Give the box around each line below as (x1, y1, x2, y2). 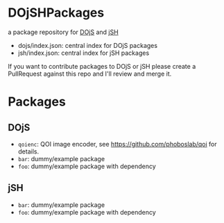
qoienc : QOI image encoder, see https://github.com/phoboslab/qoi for (17, 140, 217, 148)
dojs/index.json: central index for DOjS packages (17, 41, 158, 49)
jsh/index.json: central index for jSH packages (17, 49, 150, 57)
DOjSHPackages (8, 5, 105, 21)
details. (17, 147, 40, 156)
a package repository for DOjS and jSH (8, 28, 119, 36)
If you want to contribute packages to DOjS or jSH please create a (8, 62, 196, 70)
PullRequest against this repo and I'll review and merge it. (8, 69, 172, 78)
